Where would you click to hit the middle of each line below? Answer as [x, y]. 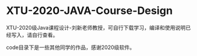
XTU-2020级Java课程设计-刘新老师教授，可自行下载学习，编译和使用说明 [96, 27]
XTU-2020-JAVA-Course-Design [89, 11]
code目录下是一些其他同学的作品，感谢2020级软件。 [70, 47]
